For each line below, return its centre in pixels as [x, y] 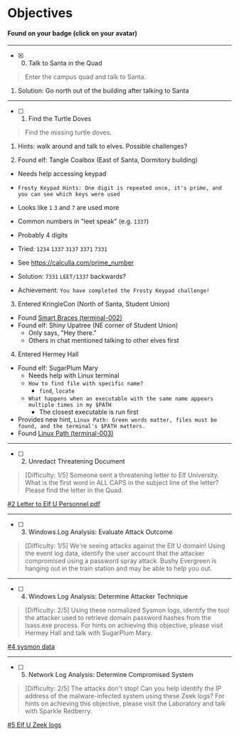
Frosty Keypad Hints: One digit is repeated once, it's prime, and [119, 188]
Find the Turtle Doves [60, 119]
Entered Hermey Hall [48, 354]
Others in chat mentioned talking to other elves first [103, 341]
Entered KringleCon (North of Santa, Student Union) [94, 304]
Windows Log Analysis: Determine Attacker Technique [108, 597]
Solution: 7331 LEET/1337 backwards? [72, 277]
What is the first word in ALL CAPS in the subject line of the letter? [122, 483]
